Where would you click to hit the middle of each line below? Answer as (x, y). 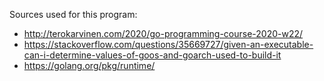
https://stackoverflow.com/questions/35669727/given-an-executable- (168, 44)
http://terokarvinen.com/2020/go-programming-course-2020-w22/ (163, 33)
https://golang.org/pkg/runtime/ (89, 65)
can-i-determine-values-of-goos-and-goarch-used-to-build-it (152, 55)
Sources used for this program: (73, 14)
